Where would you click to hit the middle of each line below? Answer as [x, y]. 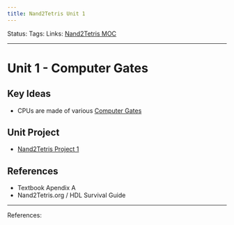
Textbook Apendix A [46, 188]
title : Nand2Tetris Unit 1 [46, 14]
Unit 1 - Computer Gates [78, 68]
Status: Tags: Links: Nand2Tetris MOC [62, 33]
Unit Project [33, 133]
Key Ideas [29, 94]
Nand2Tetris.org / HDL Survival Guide [71, 195]
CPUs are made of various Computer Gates [79, 110]
